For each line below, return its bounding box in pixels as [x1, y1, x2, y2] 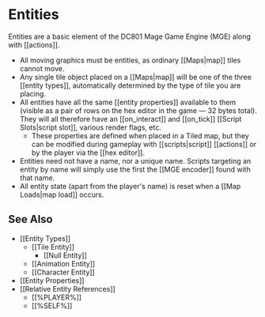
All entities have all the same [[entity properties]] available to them [19, 97, 236, 107]
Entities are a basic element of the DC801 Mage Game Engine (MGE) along [8, 32, 252, 41]
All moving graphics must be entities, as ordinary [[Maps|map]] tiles [19, 55, 241, 65]
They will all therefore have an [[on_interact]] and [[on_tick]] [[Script [19, 114, 242, 123]
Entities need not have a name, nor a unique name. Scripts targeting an [19, 156, 252, 165]
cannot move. [19, 63, 65, 73]
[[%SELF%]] [31, 300, 73, 310]
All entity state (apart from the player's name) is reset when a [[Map [19, 181, 241, 191]
